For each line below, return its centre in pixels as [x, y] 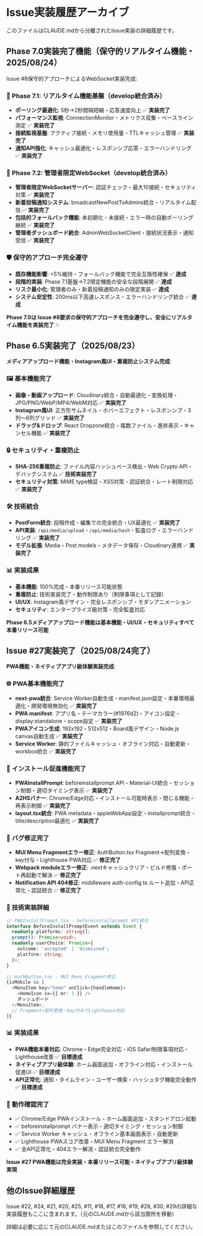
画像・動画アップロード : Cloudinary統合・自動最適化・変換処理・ [97, 395]
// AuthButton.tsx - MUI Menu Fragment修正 [61, 977]
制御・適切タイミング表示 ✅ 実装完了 [67, 790]
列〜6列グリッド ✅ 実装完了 [50, 418]
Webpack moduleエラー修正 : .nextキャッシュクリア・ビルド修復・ [98, 868]
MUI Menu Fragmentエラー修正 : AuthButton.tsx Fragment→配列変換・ [103, 852]
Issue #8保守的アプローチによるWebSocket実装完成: [72, 78]
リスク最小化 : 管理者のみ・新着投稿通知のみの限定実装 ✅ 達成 [92, 289]
